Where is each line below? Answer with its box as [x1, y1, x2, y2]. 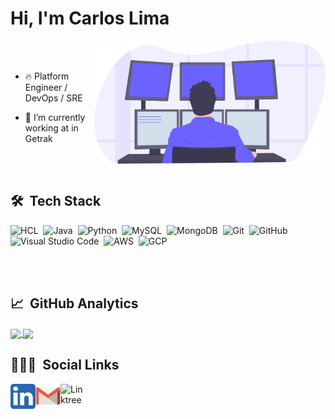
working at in [24, 122, 79, 134]
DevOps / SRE [24, 92, 83, 104]
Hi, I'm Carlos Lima [10, 7, 170, 30]
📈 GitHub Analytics [10, 295, 139, 312]
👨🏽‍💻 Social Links [10, 357, 120, 374]
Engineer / [24, 81, 68, 93]
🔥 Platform [24, 70, 70, 82]
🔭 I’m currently [24, 111, 86, 123]
